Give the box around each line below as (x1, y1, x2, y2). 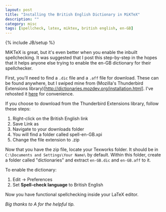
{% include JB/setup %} (5, 39, 55, 45)
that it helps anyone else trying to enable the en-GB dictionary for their (5, 60, 151, 66)
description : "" (5, 16, 39, 21)
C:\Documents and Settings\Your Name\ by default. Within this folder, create (5, 152, 161, 158)
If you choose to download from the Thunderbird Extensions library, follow (5, 100, 159, 106)
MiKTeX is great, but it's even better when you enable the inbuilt (5, 49, 138, 55)
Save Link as (12, 121, 39, 127)
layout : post (5, 7, 33, 12)
